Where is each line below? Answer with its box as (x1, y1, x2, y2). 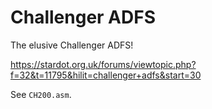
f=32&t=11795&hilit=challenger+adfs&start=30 (10, 69, 202, 81)
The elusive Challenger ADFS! (10, 39, 134, 51)
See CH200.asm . (10, 88, 72, 100)
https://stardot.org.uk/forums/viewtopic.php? (10, 58, 197, 70)
